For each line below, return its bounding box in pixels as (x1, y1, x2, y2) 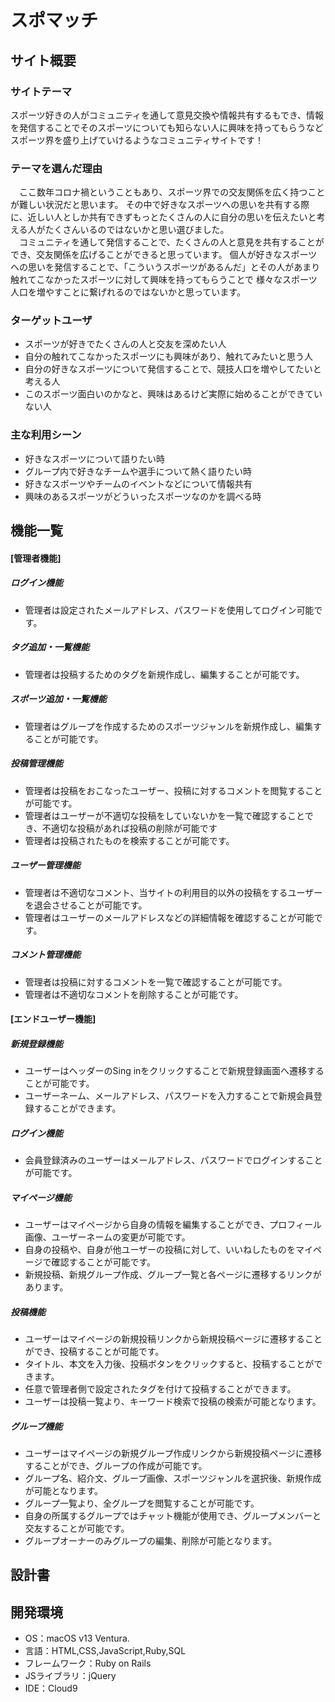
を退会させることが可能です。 (24, 899, 148, 911)
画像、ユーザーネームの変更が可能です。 (24, 1231, 191, 1243)
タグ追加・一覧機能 (10, 641, 90, 653)
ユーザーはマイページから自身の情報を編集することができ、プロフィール (24, 1219, 322, 1231)
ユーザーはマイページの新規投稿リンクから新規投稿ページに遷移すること (24, 1333, 323, 1345)
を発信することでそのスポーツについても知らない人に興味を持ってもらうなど (10, 121, 324, 133)
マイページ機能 (10, 1191, 72, 1203)
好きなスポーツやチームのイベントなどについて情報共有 (24, 477, 253, 490)
